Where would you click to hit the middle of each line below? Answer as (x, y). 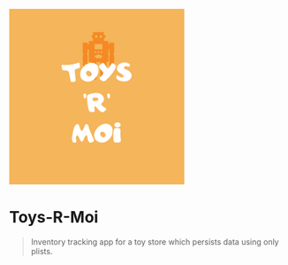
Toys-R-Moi (54, 218)
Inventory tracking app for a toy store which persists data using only (155, 242)
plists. (42, 251)
